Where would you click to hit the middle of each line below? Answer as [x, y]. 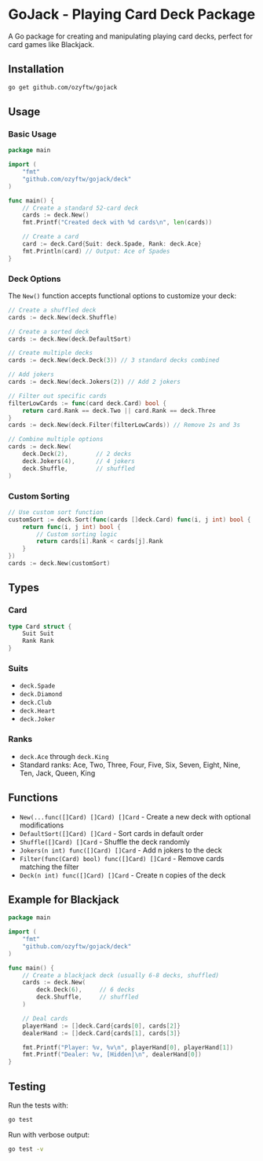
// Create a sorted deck [49, 331]
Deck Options [35, 279]
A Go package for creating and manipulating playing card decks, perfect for [130, 36]
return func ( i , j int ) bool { [72, 527]
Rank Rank [38, 641]
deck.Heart [37, 711]
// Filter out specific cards [58, 396]
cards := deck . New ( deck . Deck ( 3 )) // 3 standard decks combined [114, 360]
